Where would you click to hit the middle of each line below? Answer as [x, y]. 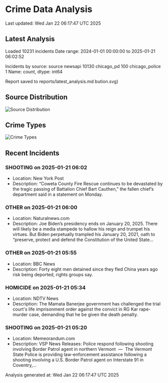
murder [20, 314]
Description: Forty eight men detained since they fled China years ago [85, 269]
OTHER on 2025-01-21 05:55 [41, 253]
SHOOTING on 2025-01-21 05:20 [46, 327]
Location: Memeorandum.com [44, 339]
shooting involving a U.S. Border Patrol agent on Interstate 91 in [78, 360]
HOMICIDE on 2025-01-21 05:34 [46, 287]
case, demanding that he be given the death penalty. [83, 314]
